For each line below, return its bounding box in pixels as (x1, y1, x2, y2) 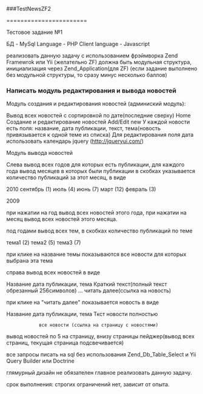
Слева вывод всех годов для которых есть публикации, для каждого (6, 161, 185, 168)
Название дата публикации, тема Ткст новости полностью (6, 310, 158, 318)
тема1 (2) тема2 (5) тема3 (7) (6, 239, 81, 246)
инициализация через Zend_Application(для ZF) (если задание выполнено (6, 65, 198, 72)
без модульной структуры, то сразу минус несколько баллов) (6, 71, 168, 78)
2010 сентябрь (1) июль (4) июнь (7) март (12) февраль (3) (6, 186, 156, 193)
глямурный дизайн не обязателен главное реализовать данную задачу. (6, 369, 192, 376)
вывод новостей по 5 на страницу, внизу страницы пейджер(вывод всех (6, 333, 195, 340)
